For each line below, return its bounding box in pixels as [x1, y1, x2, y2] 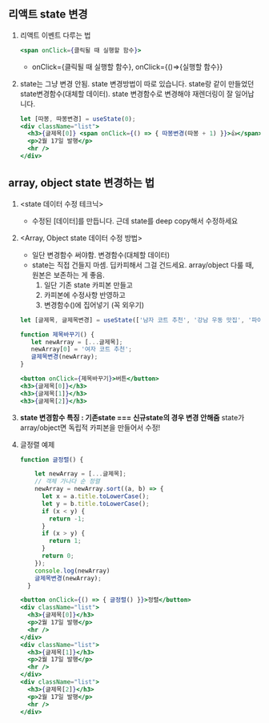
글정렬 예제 [19, 440, 55, 449]
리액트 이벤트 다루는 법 [19, 30, 91, 40]
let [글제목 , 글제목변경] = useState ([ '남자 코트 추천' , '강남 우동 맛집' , [19, 315, 245, 324]
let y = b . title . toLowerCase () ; [41, 500, 150, 508]
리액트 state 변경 [8, 7, 88, 22]
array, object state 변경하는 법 [8, 176, 155, 190]
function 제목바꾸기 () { [19, 331, 94, 339]
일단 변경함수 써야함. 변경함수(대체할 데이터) [31, 250, 171, 259]
